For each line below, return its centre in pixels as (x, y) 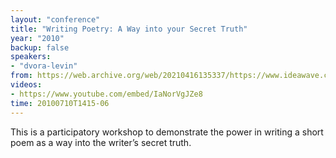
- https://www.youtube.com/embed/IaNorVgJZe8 (106, 94)
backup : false (40, 47)
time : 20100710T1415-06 (60, 103)
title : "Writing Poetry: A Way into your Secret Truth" (129, 29)
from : (21, 76)
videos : (26, 85)
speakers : (31, 57)
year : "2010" (37, 38)
